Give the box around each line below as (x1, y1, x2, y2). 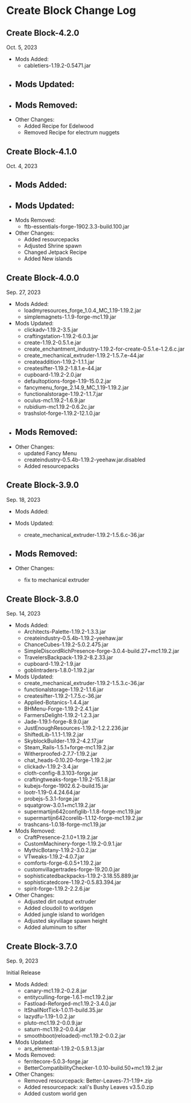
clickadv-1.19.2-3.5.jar (23, 326, 78, 333)
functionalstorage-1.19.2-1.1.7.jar (23, 391, 104, 398)
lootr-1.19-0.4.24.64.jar (23, 789, 81, 796)
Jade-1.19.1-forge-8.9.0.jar (23, 718, 89, 726)
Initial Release (6, 969, 41, 977)
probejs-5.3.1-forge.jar (23, 795, 80, 802)
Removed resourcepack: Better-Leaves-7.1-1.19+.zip (23, 1077, 152, 1084)
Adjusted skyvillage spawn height (23, 917, 108, 925)
